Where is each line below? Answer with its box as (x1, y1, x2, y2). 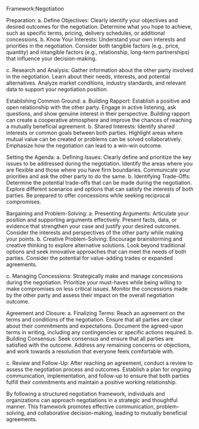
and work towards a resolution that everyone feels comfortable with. (6, 348, 174, 355)
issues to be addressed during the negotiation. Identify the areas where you (6, 160, 193, 167)
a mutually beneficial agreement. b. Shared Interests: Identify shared (6, 123, 175, 130)
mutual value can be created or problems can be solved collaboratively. (6, 136, 182, 143)
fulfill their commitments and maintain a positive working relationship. (6, 379, 177, 386)
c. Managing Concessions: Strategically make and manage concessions (6, 272, 183, 280)
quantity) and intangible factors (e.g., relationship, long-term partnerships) (6, 49, 190, 56)
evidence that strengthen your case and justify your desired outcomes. (6, 223, 181, 230)
